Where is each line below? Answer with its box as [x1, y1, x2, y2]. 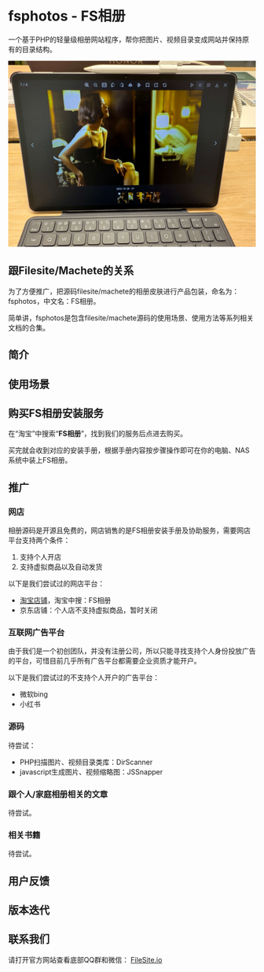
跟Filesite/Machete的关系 [8, 264, 134, 278]
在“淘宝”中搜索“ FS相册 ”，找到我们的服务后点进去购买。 [8, 429, 188, 438]
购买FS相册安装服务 [8, 406, 104, 419]
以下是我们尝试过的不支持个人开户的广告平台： [8, 673, 159, 682]
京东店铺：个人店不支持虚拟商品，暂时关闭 [19, 605, 158, 615]
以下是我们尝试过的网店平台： [8, 579, 104, 589]
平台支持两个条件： [8, 536, 71, 545]
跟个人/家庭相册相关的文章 [8, 789, 108, 800]
